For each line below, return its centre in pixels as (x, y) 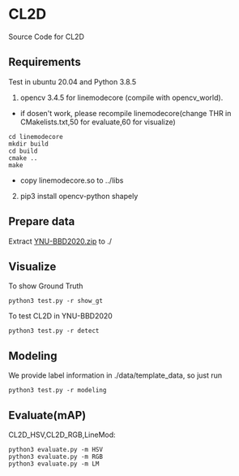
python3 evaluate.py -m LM (54, 464)
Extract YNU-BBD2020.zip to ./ (60, 241)
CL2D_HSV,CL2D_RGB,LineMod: (62, 435)
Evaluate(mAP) (47, 415)
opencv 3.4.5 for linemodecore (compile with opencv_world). (122, 97)
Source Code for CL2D (47, 37)
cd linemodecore (36, 136)
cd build (23, 151)
